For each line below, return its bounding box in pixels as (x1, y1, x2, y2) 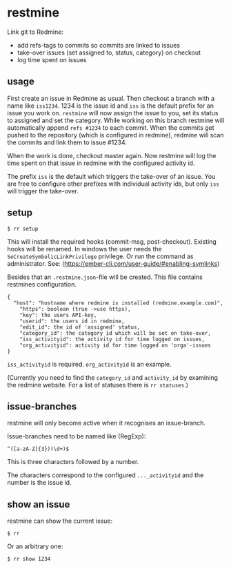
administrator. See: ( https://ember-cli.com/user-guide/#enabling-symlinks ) (7, 259, 220, 267)
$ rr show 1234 (7, 556, 51, 563)
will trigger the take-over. (7, 186, 79, 195)
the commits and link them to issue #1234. (7, 138, 128, 146)
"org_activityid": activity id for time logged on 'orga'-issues (19, 342, 212, 349)
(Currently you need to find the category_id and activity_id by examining (7, 373, 219, 381)
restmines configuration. (7, 280, 77, 288)
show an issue (7, 499, 70, 510)
